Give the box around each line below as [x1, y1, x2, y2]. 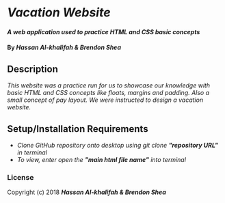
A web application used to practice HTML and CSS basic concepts [7, 27, 200, 36]
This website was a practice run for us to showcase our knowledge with [7, 81, 211, 90]
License [7, 172, 34, 182]
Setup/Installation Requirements [7, 123, 148, 135]
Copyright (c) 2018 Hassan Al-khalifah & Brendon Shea [7, 188, 166, 196]
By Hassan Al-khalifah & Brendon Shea [7, 43, 122, 52]
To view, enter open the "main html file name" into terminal [16, 156, 187, 163]
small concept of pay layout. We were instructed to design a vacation [7, 96, 204, 104]
